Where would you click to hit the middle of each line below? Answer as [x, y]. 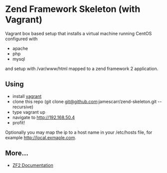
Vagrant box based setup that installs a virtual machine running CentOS [79, 33]
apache [20, 48]
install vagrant [27, 96]
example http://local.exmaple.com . [41, 137]
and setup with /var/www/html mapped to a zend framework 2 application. [82, 69]
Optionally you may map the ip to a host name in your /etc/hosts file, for [79, 132]
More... [17, 153]
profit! [18, 122]
